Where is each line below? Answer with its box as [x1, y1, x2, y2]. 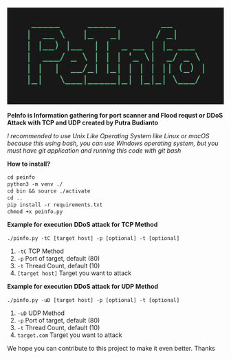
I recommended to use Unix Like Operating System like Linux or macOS [7, 131, 210, 140]
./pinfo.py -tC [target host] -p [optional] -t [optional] [7, 235, 180, 241]
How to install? [7, 160, 51, 168]
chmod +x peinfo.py [7, 208, 63, 215]
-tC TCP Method [16, 247, 64, 255]
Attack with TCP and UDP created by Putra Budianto [7, 118, 159, 127]
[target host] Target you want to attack [16, 269, 132, 277]
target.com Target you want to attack [16, 331, 122, 339]
